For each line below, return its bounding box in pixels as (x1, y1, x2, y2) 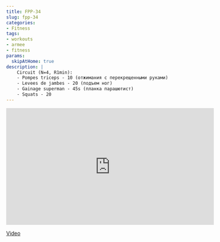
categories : (6, 20, 36, 26)
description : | (6, 63, 44, 70)
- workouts (6, 36, 33, 42)
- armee (6, 42, 25, 48)
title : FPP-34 (6, 8, 42, 15)
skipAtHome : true (11, 58, 55, 64)
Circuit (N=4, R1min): (17, 69, 73, 75)
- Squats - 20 (17, 91, 52, 97)
